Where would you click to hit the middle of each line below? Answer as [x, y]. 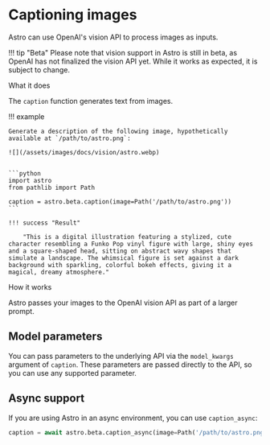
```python [25, 173]
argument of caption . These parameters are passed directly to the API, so [130, 365]
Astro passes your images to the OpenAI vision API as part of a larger [123, 303]
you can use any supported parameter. [72, 373]
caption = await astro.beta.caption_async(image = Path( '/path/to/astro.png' [138, 432]
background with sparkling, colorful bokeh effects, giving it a [120, 265]
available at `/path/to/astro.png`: [70, 138]
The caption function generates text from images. [91, 101]
